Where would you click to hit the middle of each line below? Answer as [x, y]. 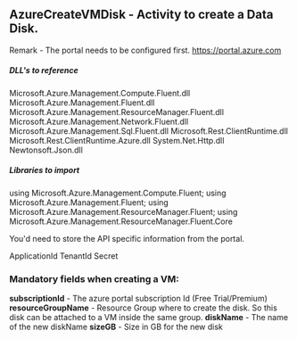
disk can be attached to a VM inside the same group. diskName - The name [148, 318]
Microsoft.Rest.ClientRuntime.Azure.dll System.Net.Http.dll [117, 140]
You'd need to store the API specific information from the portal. [127, 238]
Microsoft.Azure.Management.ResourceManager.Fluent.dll [117, 112]
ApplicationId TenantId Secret [64, 256]
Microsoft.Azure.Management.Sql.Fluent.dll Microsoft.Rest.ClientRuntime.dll [148, 131]
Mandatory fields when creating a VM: [95, 278]
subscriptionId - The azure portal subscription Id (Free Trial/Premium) [138, 299]
